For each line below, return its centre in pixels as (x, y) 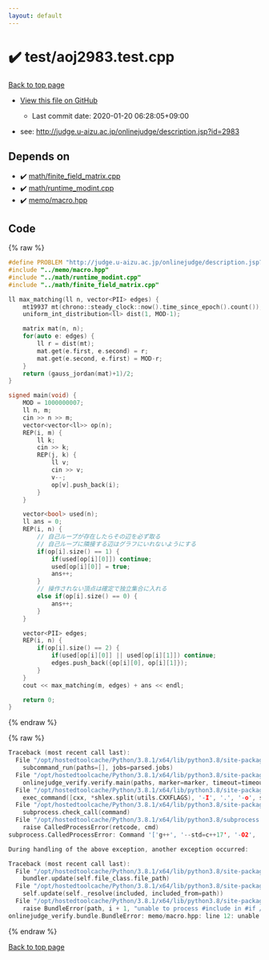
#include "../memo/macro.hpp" (59, 270)
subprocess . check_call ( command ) (76, 812)
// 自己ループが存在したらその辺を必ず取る (99, 537)
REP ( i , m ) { (42, 433)
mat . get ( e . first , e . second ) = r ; (93, 351)
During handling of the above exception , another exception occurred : (128, 849)
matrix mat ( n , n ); (53, 329)
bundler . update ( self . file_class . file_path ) (96, 879)
